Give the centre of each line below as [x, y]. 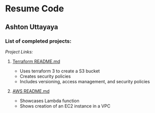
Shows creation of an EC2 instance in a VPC [65, 106]
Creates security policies [45, 76]
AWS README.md [31, 91]
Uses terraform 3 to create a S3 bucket [60, 71]
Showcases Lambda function [49, 101]
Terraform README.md [36, 61]
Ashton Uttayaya [32, 27]
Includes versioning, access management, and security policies [85, 81]
